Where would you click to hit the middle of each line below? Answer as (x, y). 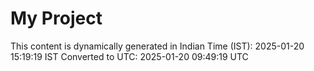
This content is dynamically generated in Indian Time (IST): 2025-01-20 (157, 46)
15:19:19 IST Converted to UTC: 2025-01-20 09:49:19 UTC (129, 56)
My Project (56, 18)
